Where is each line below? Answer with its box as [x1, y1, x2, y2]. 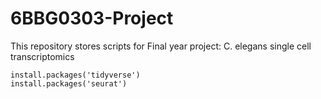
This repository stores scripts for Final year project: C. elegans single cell [10, 40, 312, 52]
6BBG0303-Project [10, 7, 174, 30]
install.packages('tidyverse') [10, 70, 141, 80]
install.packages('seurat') [10, 78, 128, 89]
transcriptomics [10, 50, 75, 62]
